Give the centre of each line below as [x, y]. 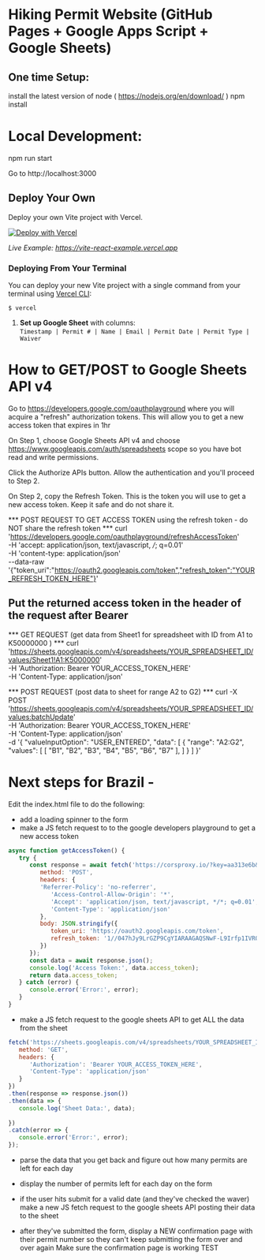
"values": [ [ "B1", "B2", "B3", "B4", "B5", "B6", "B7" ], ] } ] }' [105, 750]
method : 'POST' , [66, 873]
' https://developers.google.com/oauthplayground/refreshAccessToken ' [124, 536]
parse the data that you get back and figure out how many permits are [133, 1160]
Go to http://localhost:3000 [52, 173]
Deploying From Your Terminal [67, 268]
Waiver [30, 339]
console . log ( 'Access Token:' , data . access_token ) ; [114, 967]
